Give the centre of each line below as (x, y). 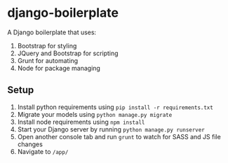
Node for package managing (59, 68)
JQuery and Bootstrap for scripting (68, 53)
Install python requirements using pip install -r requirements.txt (115, 107)
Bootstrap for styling (47, 45)
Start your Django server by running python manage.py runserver (111, 129)
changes (30, 144)
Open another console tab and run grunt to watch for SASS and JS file (119, 136)
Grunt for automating (48, 60)
